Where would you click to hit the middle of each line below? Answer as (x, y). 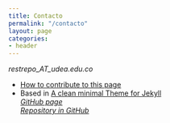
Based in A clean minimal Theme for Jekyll (91, 93)
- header (23, 46)
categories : (28, 38)
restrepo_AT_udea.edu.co (51, 69)
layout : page (30, 31)
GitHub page (41, 102)
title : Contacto (35, 16)
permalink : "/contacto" (48, 23)
